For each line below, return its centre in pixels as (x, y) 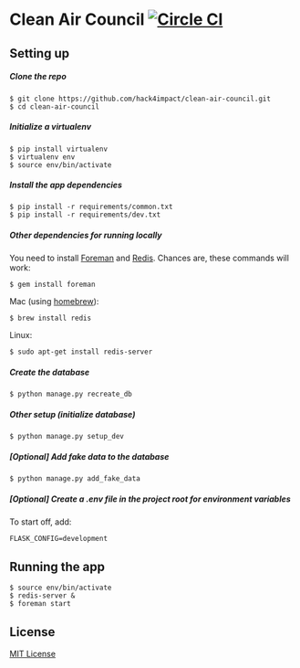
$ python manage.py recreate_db (71, 394)
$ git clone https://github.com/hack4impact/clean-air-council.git (140, 99)
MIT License (33, 653)
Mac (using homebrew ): (54, 302)
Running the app (57, 567)
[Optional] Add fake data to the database (89, 456)
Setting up (40, 53)
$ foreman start (40, 604)
